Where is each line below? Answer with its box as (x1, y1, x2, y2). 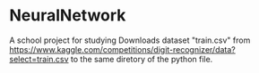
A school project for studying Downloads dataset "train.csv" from (9, 35, 251, 45)
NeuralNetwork (9, 5, 126, 26)
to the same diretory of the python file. (70, 53, 213, 64)
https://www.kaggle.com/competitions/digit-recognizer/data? (9, 44, 236, 54)
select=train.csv (9, 53, 69, 64)
